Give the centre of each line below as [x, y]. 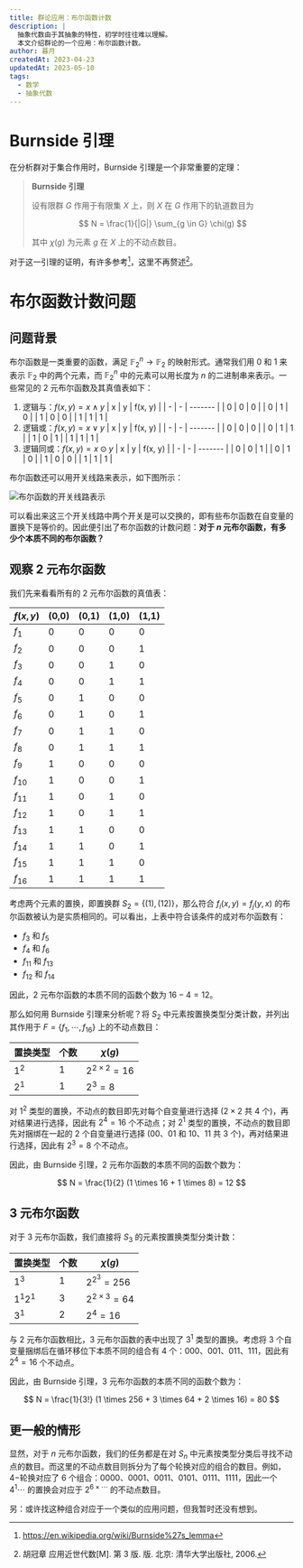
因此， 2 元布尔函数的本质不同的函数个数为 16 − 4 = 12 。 [114, 995]
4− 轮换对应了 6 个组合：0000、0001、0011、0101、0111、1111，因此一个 [143, 1478]
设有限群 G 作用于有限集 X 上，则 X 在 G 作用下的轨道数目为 [142, 206]
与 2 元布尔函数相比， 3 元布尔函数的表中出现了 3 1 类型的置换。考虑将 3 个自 [151, 1339]
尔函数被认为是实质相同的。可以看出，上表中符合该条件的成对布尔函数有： [147, 916]
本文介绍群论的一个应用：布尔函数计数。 [82, 43]
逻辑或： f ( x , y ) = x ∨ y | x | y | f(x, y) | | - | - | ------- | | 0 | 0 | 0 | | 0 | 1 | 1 [158, 428]
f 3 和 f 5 [36, 937]
